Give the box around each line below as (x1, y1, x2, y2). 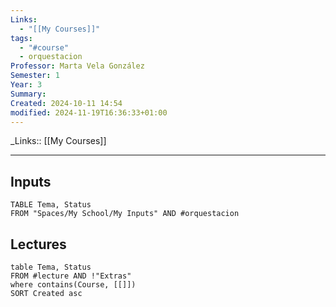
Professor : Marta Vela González (10, 61, 145, 71)
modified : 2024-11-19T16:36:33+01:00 (10, 107, 168, 118)
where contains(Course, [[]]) (10, 280, 137, 290)
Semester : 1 (10, 71, 60, 81)
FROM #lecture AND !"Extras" (10, 271, 132, 281)
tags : (10, 33, 33, 43)
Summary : (10, 89, 47, 99)
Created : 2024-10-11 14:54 (10, 98, 123, 108)
